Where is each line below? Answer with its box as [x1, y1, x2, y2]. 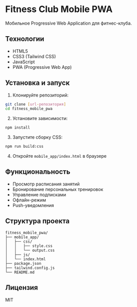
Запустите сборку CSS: [12, 134, 63, 140]
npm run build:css [5, 144, 44, 149]
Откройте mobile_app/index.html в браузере [12, 153, 107, 159]
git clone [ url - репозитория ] [5, 101, 66, 107]
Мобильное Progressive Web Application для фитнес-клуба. [5, 20, 132, 26]
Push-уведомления [12, 202, 54, 208]
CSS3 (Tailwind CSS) [12, 53, 56, 59]
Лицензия [5, 283, 38, 292]
